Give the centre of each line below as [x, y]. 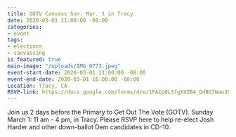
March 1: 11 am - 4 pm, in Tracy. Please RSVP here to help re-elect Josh [111, 119]
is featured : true [34, 60]
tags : [15, 40]
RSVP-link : [23, 92]
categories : [25, 27]
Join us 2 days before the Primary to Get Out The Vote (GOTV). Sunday [110, 112]
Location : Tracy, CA [38, 86]
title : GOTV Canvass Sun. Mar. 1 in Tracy [70, 14]
